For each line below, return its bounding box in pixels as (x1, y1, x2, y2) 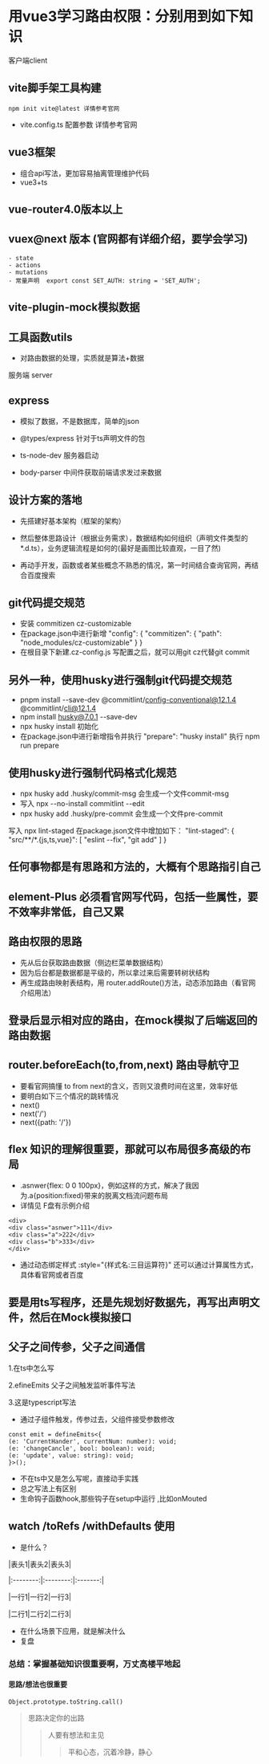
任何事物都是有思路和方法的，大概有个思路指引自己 (8, 860, 261, 874)
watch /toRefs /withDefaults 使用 (8, 1519, 175, 1534)
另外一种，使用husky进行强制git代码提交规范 (8, 673, 232, 686)
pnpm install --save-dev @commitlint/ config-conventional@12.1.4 (19, 695, 237, 705)
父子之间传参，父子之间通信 (8, 1340, 146, 1354)
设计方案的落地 (8, 493, 82, 507)
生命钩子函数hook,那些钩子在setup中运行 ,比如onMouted (19, 1493, 207, 1503)
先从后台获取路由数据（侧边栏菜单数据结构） (19, 957, 168, 968)
